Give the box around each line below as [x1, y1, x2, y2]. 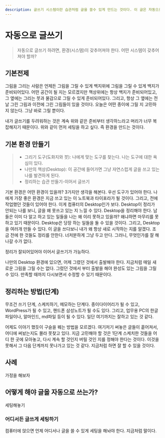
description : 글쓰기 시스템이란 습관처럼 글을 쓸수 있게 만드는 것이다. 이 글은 [5, 7, 147, 12]
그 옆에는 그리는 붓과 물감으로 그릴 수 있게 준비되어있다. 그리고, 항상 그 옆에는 [5, 95, 153, 101]
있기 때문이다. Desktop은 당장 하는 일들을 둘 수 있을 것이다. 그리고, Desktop [14, 220, 160, 226]
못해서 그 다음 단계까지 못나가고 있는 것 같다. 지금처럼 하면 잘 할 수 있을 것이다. [5, 343, 156, 348]
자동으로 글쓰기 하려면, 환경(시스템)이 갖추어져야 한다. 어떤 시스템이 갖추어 [17, 47, 160, 53]
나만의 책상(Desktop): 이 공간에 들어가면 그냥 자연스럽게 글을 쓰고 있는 [24, 166, 160, 172]
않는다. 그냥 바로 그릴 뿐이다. [10, 108, 65, 114]
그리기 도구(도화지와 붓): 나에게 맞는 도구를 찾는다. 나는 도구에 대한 [24, 154, 152, 160]
